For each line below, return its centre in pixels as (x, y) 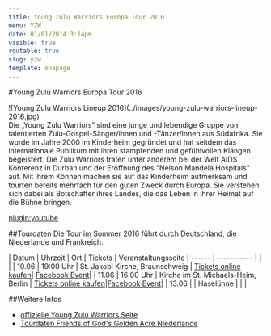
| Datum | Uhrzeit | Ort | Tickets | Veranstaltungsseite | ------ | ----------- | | (135, 258)
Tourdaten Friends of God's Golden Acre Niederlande (109, 323)
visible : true (32, 43)
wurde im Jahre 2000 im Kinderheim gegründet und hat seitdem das (123, 142)
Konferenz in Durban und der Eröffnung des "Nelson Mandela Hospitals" (129, 168)
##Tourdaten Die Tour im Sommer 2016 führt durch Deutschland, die (123, 233)
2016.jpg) (24, 116)
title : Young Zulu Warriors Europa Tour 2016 (86, 17)
